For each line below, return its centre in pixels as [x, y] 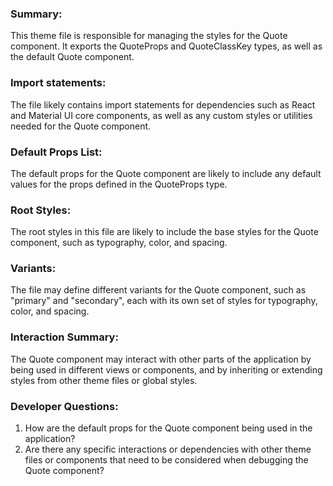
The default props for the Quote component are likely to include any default [166, 173]
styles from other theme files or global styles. [104, 380]
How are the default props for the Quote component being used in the [168, 428]
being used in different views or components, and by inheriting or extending [166, 369]
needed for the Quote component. [81, 126]
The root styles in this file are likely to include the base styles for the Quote [164, 232]
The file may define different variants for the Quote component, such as [158, 290]
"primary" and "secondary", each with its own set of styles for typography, [164, 301]
